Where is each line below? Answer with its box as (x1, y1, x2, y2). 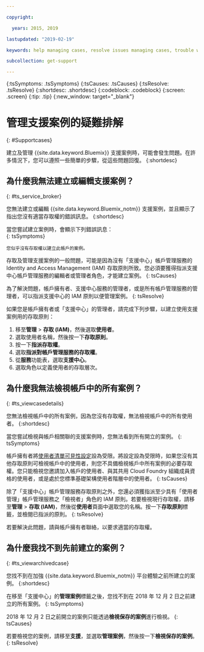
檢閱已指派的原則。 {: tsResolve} (22, 511, 104, 518)
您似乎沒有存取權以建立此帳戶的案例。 (6, 245, 88, 251)
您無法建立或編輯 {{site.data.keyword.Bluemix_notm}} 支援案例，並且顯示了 (6, 205, 195, 212)
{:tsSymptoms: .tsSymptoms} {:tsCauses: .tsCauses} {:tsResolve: (6, 80, 169, 87)
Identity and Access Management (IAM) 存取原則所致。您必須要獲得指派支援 (6, 264, 198, 271)
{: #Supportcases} (6, 137, 53, 144)
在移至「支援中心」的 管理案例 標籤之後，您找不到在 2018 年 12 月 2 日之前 (6, 593, 191, 600)
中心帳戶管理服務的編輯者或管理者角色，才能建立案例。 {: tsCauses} (6, 271, 177, 279)
